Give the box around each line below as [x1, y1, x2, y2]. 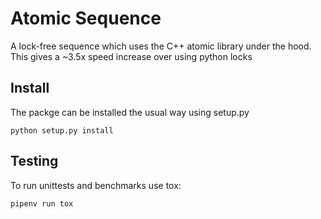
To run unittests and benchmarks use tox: [10, 179, 182, 191]
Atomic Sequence [10, 7, 162, 30]
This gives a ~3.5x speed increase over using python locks [10, 50, 253, 62]
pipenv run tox [10, 198, 74, 209]
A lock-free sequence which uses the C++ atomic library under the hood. [10, 40, 312, 52]
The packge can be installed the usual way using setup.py [10, 106, 250, 118]
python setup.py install [10, 125, 114, 136]
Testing [10, 153, 59, 170]
